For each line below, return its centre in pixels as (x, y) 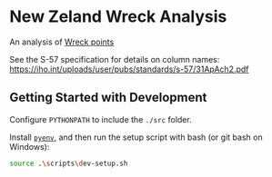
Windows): (30, 146)
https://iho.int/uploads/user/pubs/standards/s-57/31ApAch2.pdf (129, 69)
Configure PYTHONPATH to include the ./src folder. (101, 119)
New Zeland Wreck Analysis (118, 17)
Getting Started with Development (108, 98)
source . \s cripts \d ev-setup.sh (69, 163)
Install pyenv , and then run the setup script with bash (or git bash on (136, 137)
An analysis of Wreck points (62, 42)
